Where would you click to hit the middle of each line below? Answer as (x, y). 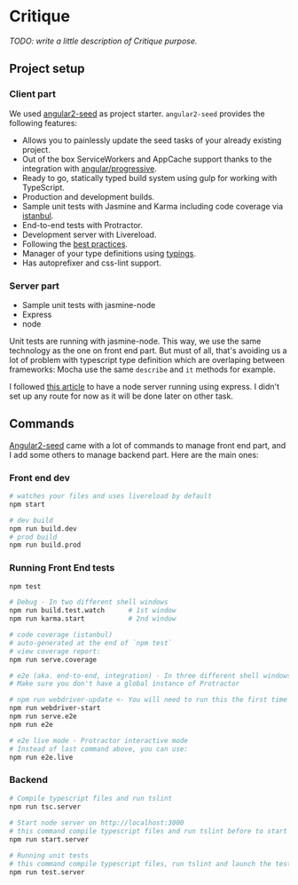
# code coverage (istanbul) (61, 635)
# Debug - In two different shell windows (89, 602)
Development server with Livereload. (89, 234)
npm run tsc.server (45, 806)
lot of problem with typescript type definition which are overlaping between (147, 360)
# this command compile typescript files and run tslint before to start (149, 832)
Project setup (47, 69)
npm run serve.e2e (43, 716)
